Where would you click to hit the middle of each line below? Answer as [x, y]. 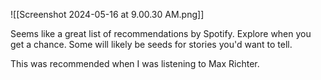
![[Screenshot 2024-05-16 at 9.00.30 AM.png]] [107, 14]
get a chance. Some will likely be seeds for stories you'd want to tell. [151, 44]
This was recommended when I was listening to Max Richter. [135, 63]
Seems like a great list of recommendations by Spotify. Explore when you [161, 33]
